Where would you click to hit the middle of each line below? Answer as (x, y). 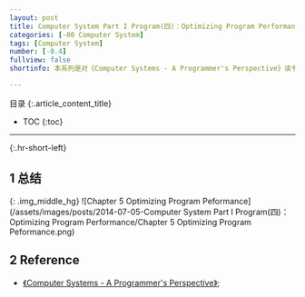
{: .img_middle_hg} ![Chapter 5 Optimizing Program (105, 201)
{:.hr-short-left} (38, 147)
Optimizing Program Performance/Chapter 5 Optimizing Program (131, 222)
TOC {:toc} (43, 121)
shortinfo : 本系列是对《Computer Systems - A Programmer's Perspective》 (147, 69)
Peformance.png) (42, 232)
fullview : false (40, 60)
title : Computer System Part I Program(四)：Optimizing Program (132, 26)
